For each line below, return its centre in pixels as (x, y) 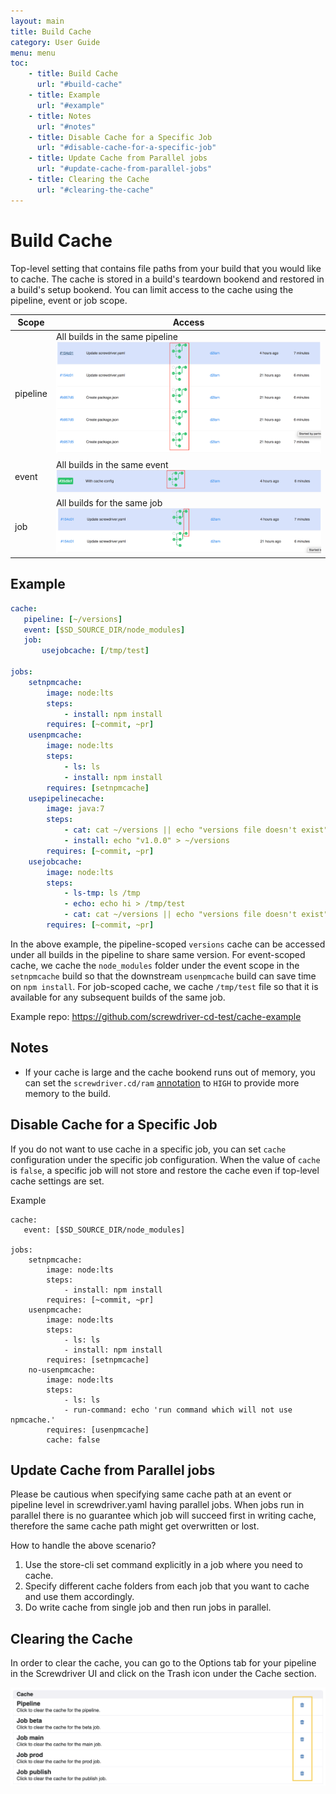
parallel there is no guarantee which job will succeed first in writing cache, (163, 1516)
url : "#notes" (66, 126)
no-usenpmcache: (62, 1370)
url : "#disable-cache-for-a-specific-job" (126, 148)
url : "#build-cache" (79, 85)
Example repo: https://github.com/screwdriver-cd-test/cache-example (156, 1016)
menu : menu (33, 53)
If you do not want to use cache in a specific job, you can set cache (148, 1149)
